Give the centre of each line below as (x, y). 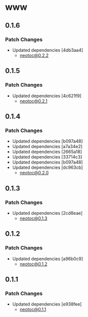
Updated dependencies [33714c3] (47, 157)
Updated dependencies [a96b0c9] (47, 259)
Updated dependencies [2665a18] (47, 152)
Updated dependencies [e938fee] (47, 304)
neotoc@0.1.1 (33, 310)
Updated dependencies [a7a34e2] (47, 147)
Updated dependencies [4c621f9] (47, 96)
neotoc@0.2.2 (34, 55)
